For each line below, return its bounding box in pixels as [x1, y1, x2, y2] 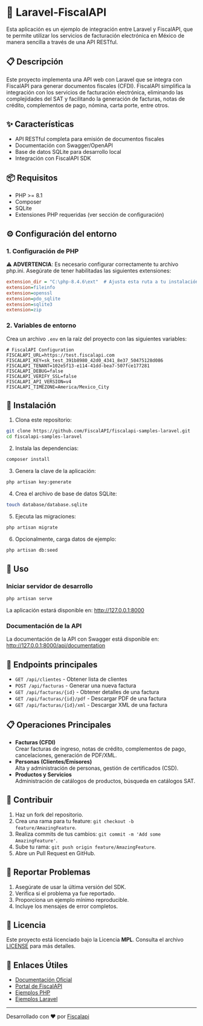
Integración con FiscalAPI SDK [14, 154, 91, 162]
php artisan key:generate [6, 479, 71, 485]
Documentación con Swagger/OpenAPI [14, 142, 113, 149]
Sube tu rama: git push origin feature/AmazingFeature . [14, 843, 156, 850]
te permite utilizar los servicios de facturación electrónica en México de [6, 31, 185, 39]
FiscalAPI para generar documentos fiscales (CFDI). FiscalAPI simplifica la [6, 82, 192, 90]
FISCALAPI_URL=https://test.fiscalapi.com [6, 352, 115, 358]
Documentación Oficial [14, 976, 72, 984]
